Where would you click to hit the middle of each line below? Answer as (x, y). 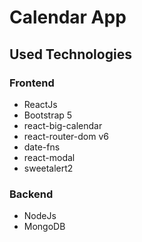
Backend (31, 194)
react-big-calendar (63, 125)
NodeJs (40, 216)
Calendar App (68, 17)
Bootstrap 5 (48, 115)
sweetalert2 (48, 168)
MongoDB (44, 227)
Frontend (32, 83)
